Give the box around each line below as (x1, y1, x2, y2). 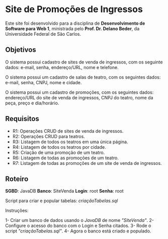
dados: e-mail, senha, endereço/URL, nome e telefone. (5, 64, 119, 70)
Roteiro (5, 174, 29, 183)
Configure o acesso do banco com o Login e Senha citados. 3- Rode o (5, 223, 151, 229)
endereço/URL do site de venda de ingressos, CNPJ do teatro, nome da (5, 94, 153, 100)
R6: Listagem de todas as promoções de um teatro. (12, 155, 119, 161)
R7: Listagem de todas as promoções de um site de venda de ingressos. (12, 160, 162, 166)
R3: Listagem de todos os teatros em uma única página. (12, 139, 128, 145)
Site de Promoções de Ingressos (5, 4, 143, 15)
